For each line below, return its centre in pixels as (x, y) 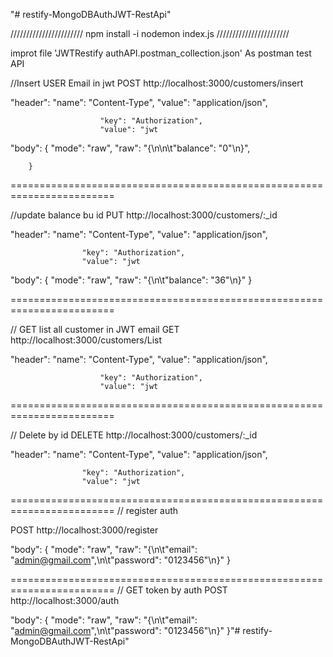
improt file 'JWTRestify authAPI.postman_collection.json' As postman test (161, 53)
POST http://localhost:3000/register (84, 530)
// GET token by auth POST (172, 590)
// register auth (147, 510)
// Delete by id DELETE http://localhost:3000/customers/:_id (134, 435)
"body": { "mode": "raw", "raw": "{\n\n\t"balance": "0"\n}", (130, 148)
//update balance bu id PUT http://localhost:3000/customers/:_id (144, 215)
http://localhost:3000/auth (65, 600)
